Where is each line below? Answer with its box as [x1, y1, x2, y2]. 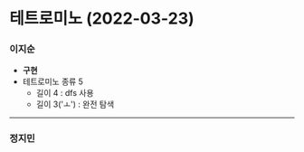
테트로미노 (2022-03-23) [9, 8, 195, 29]
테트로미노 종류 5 [22, 76, 84, 87]
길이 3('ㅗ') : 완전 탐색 [35, 99, 115, 109]
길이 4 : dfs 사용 [35, 88, 94, 99]
